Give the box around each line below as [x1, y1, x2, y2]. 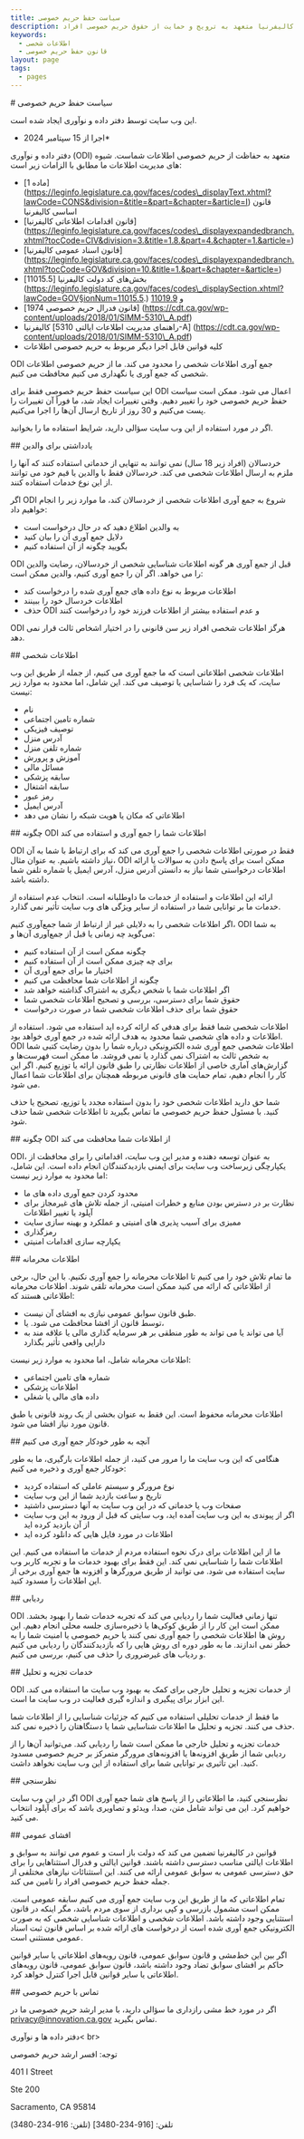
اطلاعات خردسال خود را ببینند [23, 595, 123, 605]
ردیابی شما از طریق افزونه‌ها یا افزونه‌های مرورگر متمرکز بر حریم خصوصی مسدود [10, 1747, 286, 1758]
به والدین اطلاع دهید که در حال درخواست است [23, 521, 180, 532]
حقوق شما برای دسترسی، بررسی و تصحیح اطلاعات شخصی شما [23, 993, 241, 1004]
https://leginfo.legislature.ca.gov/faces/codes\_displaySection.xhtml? [26, 283, 284, 294]
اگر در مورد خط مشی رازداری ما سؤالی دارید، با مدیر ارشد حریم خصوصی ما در [10, 2004, 277, 2015]
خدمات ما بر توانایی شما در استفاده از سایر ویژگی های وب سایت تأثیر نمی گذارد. [10, 901, 281, 912]
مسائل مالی [23, 761, 64, 772]
